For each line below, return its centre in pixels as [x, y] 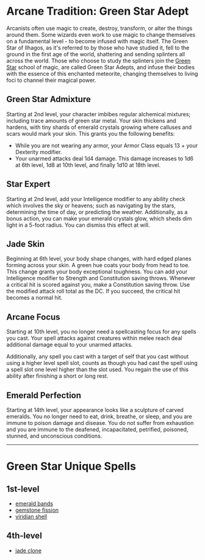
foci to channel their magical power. [51, 80]
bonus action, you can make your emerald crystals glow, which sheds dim [99, 218]
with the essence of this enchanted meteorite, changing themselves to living [102, 73]
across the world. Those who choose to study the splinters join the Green [99, 61]
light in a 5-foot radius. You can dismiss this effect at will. [78, 225]
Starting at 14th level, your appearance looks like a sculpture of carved [95, 410]
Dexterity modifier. [38, 152]
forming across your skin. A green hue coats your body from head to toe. [98, 265]
